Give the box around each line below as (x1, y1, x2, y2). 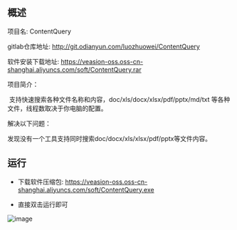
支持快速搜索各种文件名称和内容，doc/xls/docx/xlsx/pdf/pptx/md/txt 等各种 (9, 95, 231, 103)
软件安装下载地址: (7, 57, 60, 66)
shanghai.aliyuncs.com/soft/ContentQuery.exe (17, 185, 154, 194)
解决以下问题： (7, 119, 51, 127)
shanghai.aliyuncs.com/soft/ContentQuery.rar (7, 65, 142, 73)
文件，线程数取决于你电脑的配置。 (7, 104, 107, 113)
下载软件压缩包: (17, 177, 64, 186)
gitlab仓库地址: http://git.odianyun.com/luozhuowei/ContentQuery (7, 42, 201, 51)
